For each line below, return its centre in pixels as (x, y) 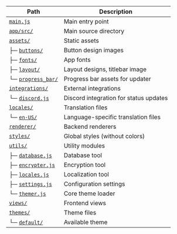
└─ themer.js (28, 193)
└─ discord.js (29, 98)
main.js (20, 21)
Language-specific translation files (112, 117)
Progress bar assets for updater (107, 79)
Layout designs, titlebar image (105, 69)
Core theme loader (89, 193)
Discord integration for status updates (116, 98)
